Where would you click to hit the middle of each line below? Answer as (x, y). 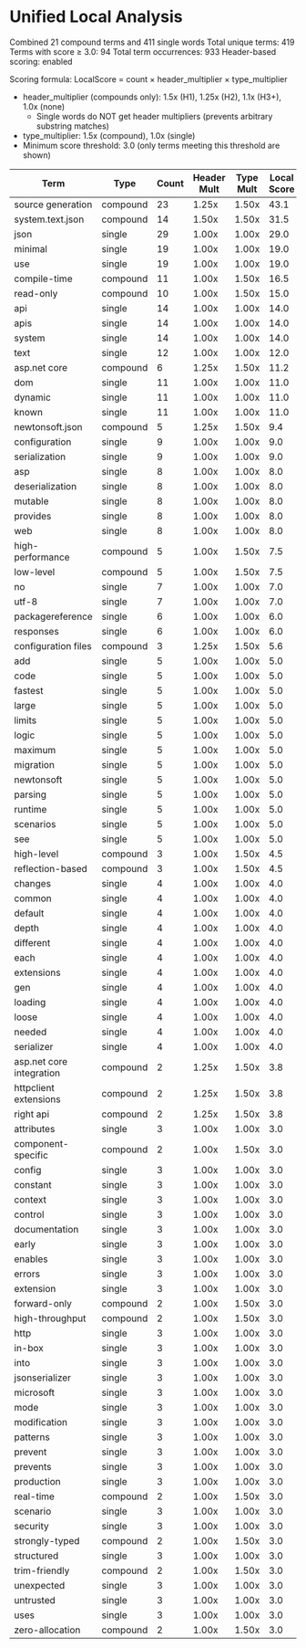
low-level (35, 572)
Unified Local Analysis (96, 17)
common (33, 898)
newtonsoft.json (49, 426)
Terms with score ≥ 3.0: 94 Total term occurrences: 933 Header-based (143, 51)
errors (27, 1274)
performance (42, 557)
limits (25, 720)
